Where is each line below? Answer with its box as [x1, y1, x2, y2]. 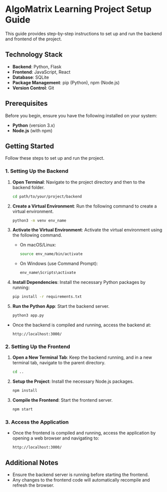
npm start [12, 407, 33, 412]
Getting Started [5, 142, 54, 150]
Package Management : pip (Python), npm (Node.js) [12, 79, 120, 85]
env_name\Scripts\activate [19, 270, 76, 275]
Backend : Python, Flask [12, 63, 62, 69]
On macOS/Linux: [19, 242, 56, 248]
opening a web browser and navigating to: [12, 435, 99, 441]
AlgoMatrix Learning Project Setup [5, 3, 152, 15]
